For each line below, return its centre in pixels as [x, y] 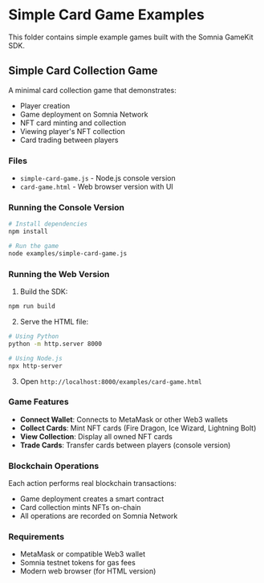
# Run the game [34, 247]
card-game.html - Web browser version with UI [97, 187]
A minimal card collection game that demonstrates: [92, 90]
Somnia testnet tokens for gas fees [78, 563]
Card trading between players [69, 140]
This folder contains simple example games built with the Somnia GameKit [131, 37]
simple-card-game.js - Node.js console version [97, 178]
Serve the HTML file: [54, 322]
